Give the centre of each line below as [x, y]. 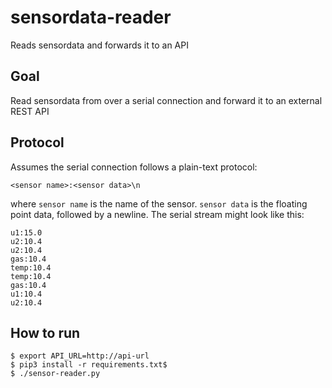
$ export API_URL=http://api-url [80, 356]
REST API [30, 111]
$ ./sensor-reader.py [55, 374]
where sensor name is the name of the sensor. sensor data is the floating [159, 203]
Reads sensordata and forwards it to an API [99, 45]
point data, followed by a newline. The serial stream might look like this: [157, 214]
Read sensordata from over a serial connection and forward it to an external [166, 100]
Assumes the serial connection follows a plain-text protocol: [134, 167]
